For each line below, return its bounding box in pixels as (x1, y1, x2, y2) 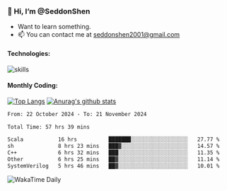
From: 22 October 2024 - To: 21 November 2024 (7, 110, 147, 117)
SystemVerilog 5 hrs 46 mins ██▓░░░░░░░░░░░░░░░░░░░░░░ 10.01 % (7, 162, 220, 169)
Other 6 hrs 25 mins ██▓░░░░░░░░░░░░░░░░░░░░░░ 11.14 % (7, 156, 220, 163)
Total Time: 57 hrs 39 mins (7, 123, 91, 130)
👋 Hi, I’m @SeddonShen (7, 6, 91, 16)
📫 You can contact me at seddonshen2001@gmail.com (17, 30, 180, 39)
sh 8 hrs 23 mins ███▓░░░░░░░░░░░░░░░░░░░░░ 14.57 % (7, 143, 220, 150)
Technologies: (7, 49, 51, 57)
